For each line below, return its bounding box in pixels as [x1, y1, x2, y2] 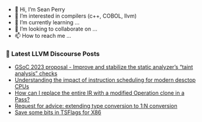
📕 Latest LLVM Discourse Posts [5, 49, 100, 58]
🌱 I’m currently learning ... [14, 19, 80, 26]
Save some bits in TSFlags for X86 [14, 109, 102, 116]
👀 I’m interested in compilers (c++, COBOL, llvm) [14, 12, 137, 20]
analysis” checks [14, 70, 57, 77]
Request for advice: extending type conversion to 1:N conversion [14, 102, 178, 110]
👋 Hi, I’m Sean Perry [14, 6, 65, 13]
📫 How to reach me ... [14, 32, 71, 39]
